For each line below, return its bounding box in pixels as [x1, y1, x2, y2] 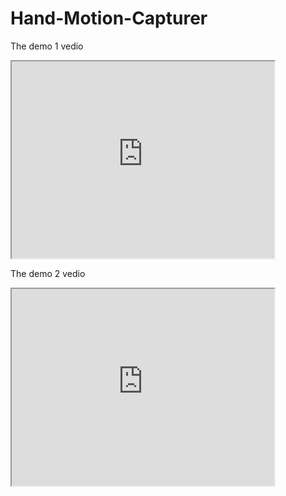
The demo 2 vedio [10, 267, 86, 279]
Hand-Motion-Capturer [10, 7, 208, 30]
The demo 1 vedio [10, 40, 84, 52]
